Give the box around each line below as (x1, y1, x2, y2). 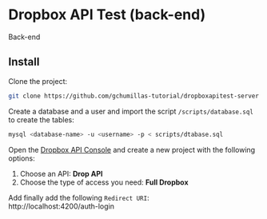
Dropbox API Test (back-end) (8, 6, 206, 24)
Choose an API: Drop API (19, 169, 103, 178)
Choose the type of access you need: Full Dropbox (19, 177, 189, 187)
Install (8, 55, 40, 69)
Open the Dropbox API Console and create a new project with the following (8, 145, 256, 154)
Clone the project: (8, 76, 68, 86)
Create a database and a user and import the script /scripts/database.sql (8, 106, 254, 116)
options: (8, 153, 36, 163)
